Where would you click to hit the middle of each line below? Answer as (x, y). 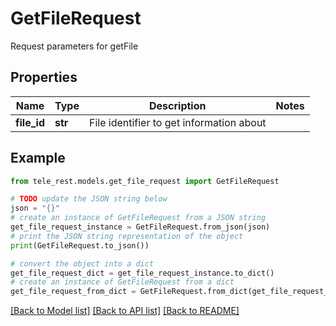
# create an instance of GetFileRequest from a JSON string (138, 218)
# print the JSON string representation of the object (127, 236)
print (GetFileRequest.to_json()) (80, 245)
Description (178, 105)
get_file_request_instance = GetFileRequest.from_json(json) (140, 227)
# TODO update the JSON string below (89, 199)
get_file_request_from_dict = (73, 292)
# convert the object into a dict (82, 263)
